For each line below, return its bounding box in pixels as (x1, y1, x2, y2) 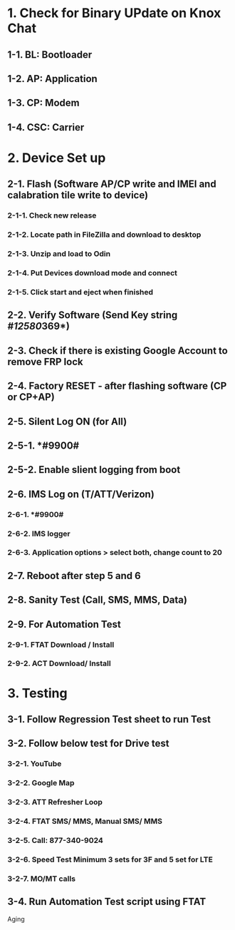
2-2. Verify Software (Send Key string (7, 309, 178, 322)
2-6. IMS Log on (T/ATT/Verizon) (7, 488, 155, 500)
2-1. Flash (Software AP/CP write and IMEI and (7, 178, 216, 190)
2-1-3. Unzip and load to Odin (7, 249, 111, 259)
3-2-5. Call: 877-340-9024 (7, 836, 103, 846)
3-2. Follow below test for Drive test (7, 737, 169, 750)
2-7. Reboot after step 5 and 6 (7, 569, 141, 582)
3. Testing (7, 685, 68, 701)
